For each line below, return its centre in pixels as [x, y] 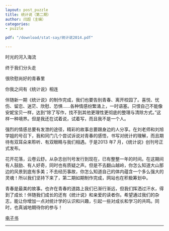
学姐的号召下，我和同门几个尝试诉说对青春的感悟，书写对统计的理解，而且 [82, 136]
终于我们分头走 [21, 68]
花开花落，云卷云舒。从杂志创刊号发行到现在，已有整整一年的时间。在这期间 [84, 159]
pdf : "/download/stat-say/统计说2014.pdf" [49, 38]
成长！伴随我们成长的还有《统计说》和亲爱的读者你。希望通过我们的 [84, 195]
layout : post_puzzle [27, 10]
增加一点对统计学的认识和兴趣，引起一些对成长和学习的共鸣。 [91, 201]
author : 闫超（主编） [26, 19]
